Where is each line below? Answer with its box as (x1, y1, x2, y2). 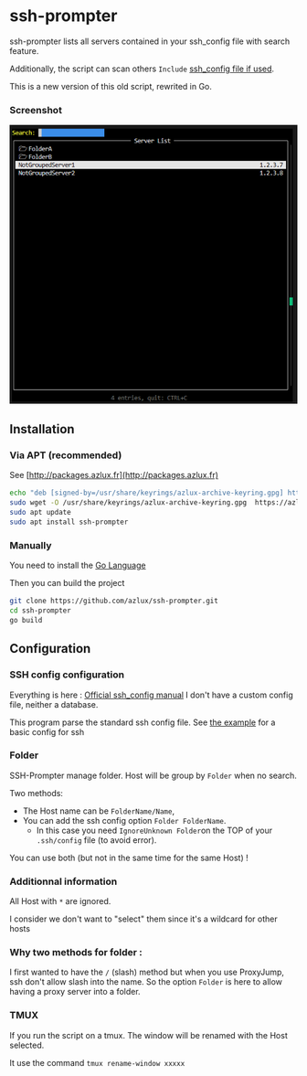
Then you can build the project (9, 578, 125, 589)
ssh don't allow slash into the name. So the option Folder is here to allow (9, 976, 283, 987)
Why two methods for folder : (9, 946, 143, 959)
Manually (9, 538, 52, 551)
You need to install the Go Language (9, 559, 146, 571)
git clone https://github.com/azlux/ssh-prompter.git (9, 596, 219, 606)
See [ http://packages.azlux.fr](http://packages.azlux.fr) (9, 470, 219, 481)
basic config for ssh (9, 726, 85, 737)
